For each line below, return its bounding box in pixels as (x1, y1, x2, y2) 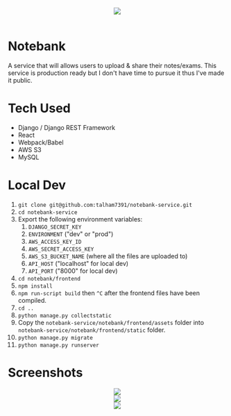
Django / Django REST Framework (17, 123, 116, 131)
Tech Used (8, 101, 71, 117)
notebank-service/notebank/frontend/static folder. (17, 326, 166, 334)
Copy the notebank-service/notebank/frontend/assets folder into (17, 318, 204, 326)
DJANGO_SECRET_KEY (28, 224, 82, 231)
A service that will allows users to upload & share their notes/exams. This (8, 61, 217, 69)
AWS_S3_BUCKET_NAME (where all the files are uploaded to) (28, 251, 188, 260)
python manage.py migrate (17, 334, 93, 341)
